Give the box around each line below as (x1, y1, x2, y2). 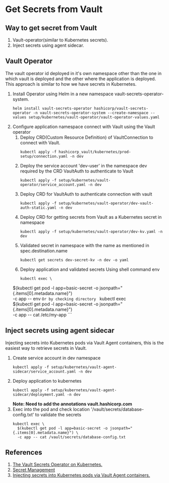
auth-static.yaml (20, 205, 57, 210)
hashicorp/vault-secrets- (94, 106, 149, 111)
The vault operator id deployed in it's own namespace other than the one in (5, 70, 162, 76)
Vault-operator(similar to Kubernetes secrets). (12, 37, 108, 43)
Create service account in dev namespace (12, 354, 101, 361)
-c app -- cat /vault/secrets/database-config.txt (17, 435, 126, 440)
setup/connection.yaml (20, 154, 68, 159)
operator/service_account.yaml (20, 182, 86, 187)
